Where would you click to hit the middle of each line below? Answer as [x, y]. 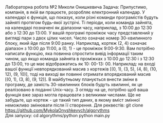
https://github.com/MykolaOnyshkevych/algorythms [57, 110]
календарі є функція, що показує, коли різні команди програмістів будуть [82, 17]
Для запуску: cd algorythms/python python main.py [58, 115]
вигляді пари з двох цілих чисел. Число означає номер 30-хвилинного [79, 38]
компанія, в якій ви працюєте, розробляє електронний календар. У [75, 12]
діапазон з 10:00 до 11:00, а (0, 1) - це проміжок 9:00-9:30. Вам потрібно [80, 48]
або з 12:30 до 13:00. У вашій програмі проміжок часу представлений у [79, 33]
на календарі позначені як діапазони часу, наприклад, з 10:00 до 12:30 [79, 28]
